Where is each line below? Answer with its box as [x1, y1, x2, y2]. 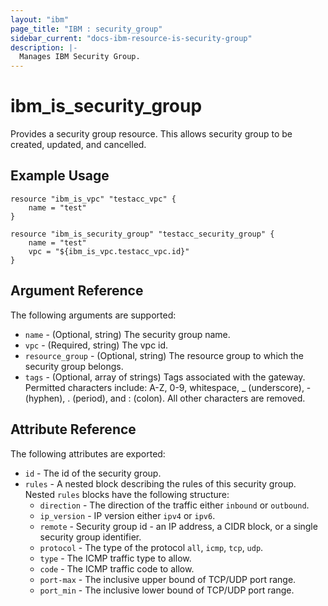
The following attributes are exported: [10, 447, 166, 460]
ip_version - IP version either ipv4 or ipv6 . [39, 509, 216, 521]
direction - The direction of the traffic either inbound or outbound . [39, 499, 310, 511]
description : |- [10, 42, 78, 53]
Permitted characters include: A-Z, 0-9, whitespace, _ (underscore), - [24, 381, 312, 393]
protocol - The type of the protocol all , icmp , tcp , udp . [39, 541, 264, 553]
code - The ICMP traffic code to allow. [39, 562, 195, 575]
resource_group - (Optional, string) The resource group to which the [24, 349, 305, 361]
